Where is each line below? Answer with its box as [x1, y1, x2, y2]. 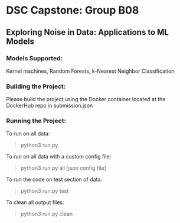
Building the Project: [6, 82, 66, 91]
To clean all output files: [6, 199, 64, 206]
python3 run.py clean [20, 211, 73, 218]
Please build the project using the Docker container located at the [6, 96, 166, 103]
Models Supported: [6, 54, 63, 62]
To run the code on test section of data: [6, 176, 102, 183]
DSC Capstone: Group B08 [6, 4, 139, 17]
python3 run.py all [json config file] [20, 164, 106, 172]
